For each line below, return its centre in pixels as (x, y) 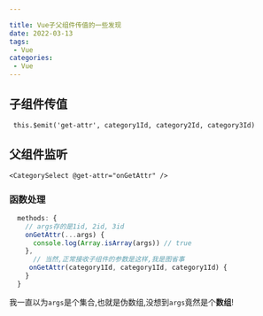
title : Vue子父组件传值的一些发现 (66, 25)
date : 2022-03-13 (41, 33)
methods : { (37, 218)
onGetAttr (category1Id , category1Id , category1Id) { (128, 268)
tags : (19, 42)
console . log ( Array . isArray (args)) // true (112, 243)
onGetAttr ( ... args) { (65, 235)
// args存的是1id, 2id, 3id (75, 227)
